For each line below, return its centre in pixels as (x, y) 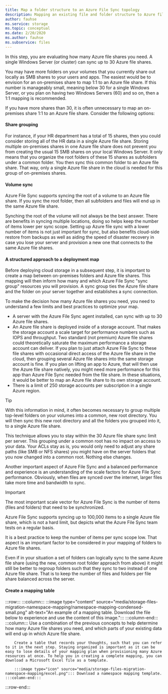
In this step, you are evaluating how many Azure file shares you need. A (79, 57)
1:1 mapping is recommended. (36, 98)
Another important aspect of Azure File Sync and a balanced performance (81, 467)
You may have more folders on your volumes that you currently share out (80, 72)
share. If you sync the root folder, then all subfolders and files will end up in (83, 201)
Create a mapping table (30, 590)
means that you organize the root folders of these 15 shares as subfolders (81, 157)
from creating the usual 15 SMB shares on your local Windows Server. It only (84, 152)
